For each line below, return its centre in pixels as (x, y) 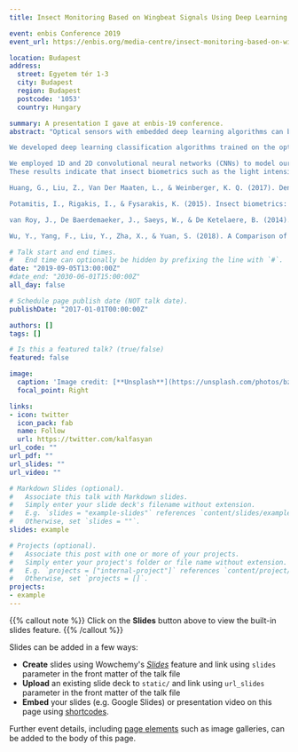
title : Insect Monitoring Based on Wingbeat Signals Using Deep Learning (149, 17)
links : (21, 406)
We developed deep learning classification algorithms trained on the (142, 147)
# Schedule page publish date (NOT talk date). (99, 301)
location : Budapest (45, 58)
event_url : (29, 42)
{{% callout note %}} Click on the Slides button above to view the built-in (143, 620)
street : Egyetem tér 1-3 (63, 75)
